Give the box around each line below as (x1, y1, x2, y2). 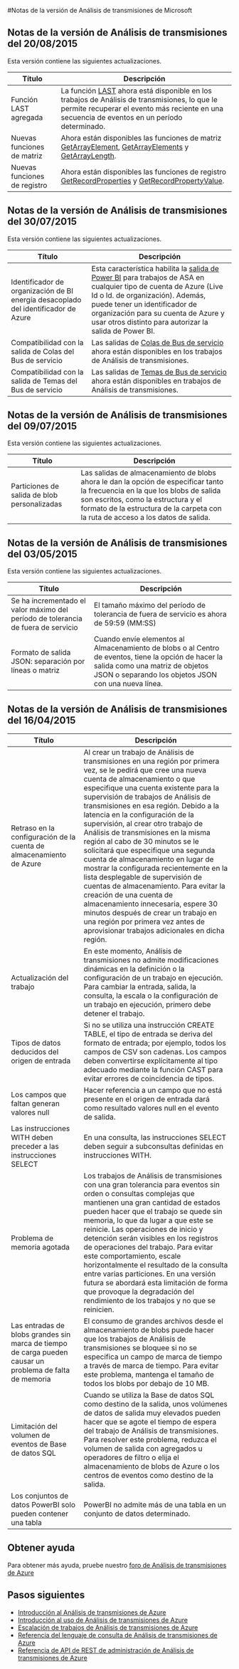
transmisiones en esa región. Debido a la (83, 801, 219, 811)
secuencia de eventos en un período (60, 112, 183, 122)
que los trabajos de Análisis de (83, 1334, 186, 1344)
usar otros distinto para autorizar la (91, 317, 208, 327)
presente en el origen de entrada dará (83, 1094, 210, 1104)
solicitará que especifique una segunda (83, 845, 216, 855)
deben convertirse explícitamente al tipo (83, 1056, 218, 1066)
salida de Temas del (11, 376, 78, 386)
